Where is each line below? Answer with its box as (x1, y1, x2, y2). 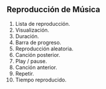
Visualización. (15, 26, 49, 33)
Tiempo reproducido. (15, 76, 67, 83)
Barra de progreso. (15, 39, 61, 46)
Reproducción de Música (6, 5, 101, 15)
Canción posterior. (15, 51, 61, 58)
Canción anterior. (15, 64, 58, 71)
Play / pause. (15, 57, 48, 64)
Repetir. (15, 70, 34, 77)
